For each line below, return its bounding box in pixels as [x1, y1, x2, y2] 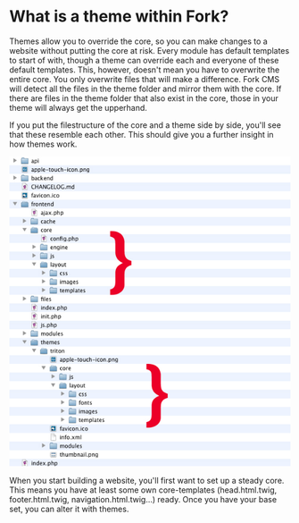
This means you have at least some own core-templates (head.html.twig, [9, 485, 278, 495]
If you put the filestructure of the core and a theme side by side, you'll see [9, 119, 281, 131]
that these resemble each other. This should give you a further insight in [9, 129, 274, 139]
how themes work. [9, 139, 78, 149]
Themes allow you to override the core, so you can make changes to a [9, 36, 268, 46]
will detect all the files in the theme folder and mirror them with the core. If [9, 83, 282, 94]
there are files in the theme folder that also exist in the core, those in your [9, 92, 279, 104]
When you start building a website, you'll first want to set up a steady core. [9, 475, 285, 485]
